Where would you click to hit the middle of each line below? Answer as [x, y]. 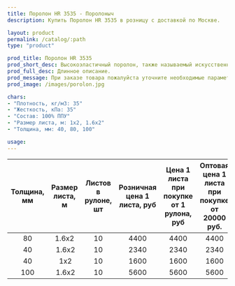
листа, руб [138, 204]
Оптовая [214, 165]
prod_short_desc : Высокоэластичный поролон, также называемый [100, 65]
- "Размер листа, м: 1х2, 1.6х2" [56, 123]
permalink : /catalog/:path [47, 39]
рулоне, [98, 200]
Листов [98, 183]
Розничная [138, 187]
